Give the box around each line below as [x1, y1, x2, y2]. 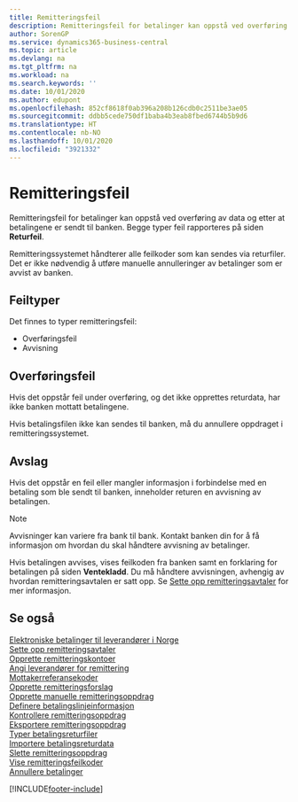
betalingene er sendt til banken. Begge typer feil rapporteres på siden [9, 222, 264, 232]
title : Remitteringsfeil [9, 12, 101, 22]
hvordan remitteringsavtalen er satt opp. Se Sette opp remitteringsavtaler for [9, 576, 289, 586]
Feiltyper [9, 292, 60, 308]
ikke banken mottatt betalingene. [9, 401, 129, 412]
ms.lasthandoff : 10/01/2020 [9, 136, 114, 145]
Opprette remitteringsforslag [9, 681, 114, 692]
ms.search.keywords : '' [9, 79, 98, 88]
